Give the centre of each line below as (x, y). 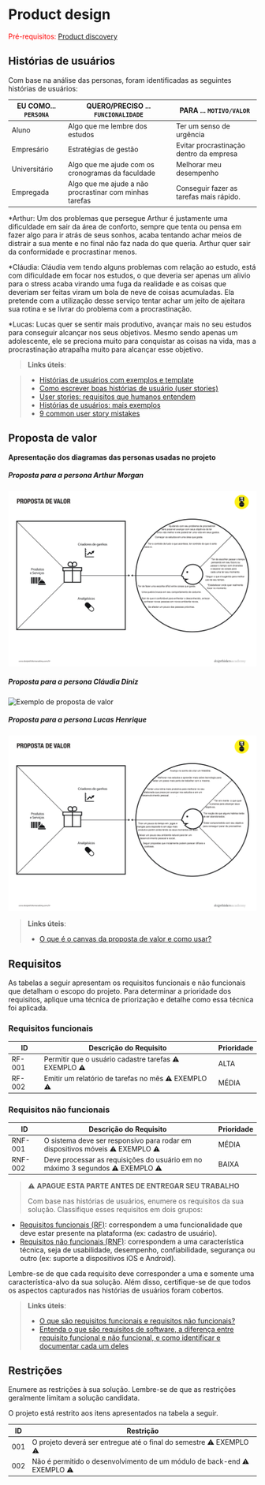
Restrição (143, 1431)
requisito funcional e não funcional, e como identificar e (130, 1338)
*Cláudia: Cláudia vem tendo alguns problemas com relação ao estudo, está (132, 267)
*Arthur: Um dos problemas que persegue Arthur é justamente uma (118, 218)
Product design (60, 15)
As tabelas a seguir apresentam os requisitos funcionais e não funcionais (127, 983)
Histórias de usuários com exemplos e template (116, 379)
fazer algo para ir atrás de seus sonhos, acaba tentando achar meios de (125, 235)
